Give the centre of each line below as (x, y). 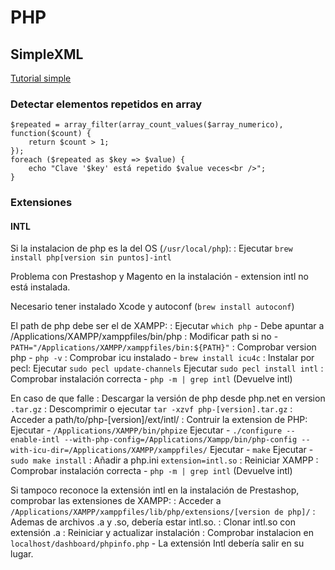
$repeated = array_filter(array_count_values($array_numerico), (147, 125)
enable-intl (35, 440)
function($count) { (51, 134)
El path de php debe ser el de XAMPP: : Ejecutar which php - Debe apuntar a (167, 326)
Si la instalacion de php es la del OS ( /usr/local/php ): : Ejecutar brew (151, 248)
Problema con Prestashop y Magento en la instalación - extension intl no (159, 277)
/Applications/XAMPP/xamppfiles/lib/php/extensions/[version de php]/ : (163, 512)
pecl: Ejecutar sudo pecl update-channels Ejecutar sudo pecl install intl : (167, 368)
